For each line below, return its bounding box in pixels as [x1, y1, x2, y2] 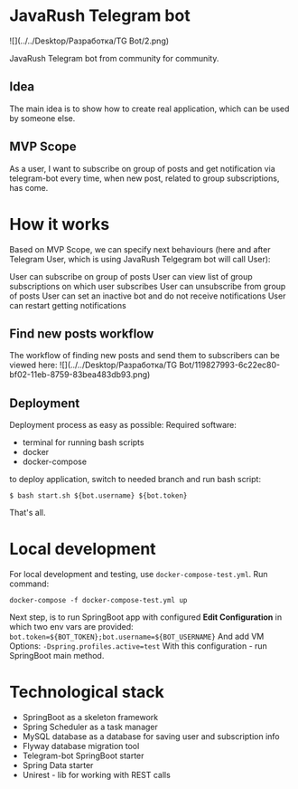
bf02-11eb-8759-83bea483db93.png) [9, 369, 151, 380]
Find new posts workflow [9, 326, 154, 341]
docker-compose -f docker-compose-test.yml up [9, 596, 188, 605]
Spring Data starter [22, 760, 94, 770]
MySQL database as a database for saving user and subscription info [22, 731, 280, 742]
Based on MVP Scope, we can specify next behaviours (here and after [9, 243, 271, 254]
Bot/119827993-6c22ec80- [179, 359, 281, 371]
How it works [9, 214, 110, 234]
